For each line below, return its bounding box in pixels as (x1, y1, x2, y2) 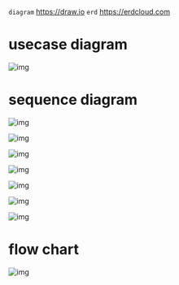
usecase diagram (8, 36, 128, 54)
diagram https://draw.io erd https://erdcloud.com (8, 7, 171, 16)
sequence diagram (8, 91, 138, 109)
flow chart (8, 240, 80, 259)
